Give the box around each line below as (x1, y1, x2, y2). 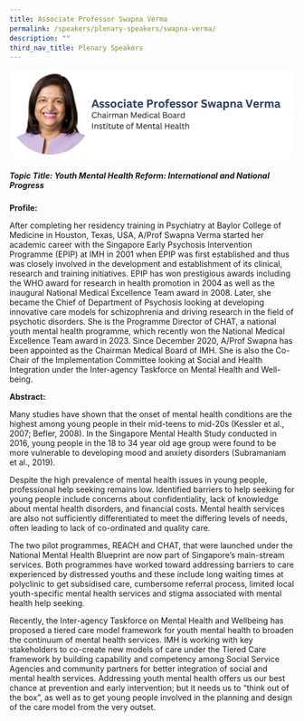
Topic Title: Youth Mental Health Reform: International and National (9, 170, 270, 181)
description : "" (9, 33, 71, 43)
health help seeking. (9, 598, 85, 609)
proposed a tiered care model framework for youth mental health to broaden (9, 625, 294, 636)
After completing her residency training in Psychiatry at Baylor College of (9, 220, 282, 231)
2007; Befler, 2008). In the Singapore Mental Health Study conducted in (9, 428, 278, 439)
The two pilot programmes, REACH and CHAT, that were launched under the (9, 540, 294, 551)
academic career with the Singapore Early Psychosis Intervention (9, 240, 253, 251)
